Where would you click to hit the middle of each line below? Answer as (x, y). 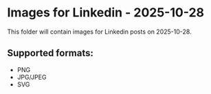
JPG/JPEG (32, 77)
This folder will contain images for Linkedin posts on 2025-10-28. (99, 32)
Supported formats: (51, 53)
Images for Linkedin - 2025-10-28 (106, 13)
